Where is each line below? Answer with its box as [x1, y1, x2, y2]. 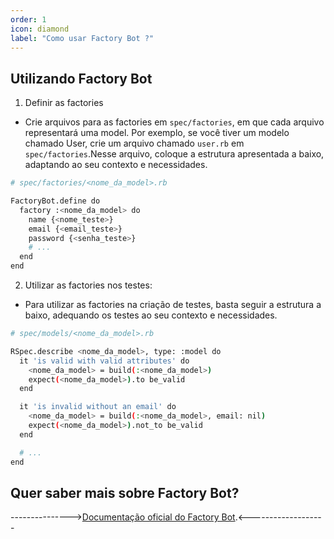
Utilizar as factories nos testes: [24, 279, 153, 291]
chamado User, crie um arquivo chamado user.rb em [24, 137, 245, 150]
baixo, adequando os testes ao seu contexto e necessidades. [24, 309, 278, 321]
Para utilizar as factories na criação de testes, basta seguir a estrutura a [24, 299, 322, 311]
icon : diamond [10, 24, 70, 34]
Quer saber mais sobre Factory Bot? [10, 484, 240, 501]
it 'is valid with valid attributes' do [19, 356, 190, 366]
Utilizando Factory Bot [10, 70, 153, 87]
